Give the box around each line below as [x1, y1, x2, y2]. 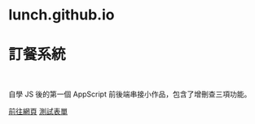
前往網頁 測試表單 [8, 107, 68, 117]
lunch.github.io [8, 6, 115, 24]
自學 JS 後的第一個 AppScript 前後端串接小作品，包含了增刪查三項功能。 [8, 89, 252, 99]
